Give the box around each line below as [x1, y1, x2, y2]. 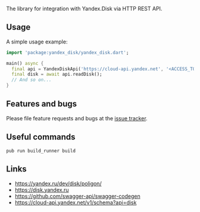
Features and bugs [6, 99, 77, 109]
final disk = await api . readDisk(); [11, 71, 102, 77]
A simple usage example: [6, 38, 68, 45]
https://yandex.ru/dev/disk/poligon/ [14, 180, 102, 187]
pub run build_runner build [6, 148, 76, 154]
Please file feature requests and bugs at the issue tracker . [6, 114, 148, 121]
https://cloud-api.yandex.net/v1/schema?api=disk [14, 199, 137, 206]
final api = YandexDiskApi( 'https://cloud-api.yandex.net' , [11, 66, 164, 72]
